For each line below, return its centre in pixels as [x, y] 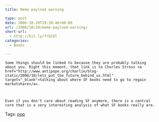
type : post [16, 18]
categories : [17, 41]
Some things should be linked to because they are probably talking [76, 63]
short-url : [16, 32]
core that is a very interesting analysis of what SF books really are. [80, 105]
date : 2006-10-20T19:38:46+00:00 [39, 23]
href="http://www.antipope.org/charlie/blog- [52, 71]
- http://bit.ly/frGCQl [33, 36]
